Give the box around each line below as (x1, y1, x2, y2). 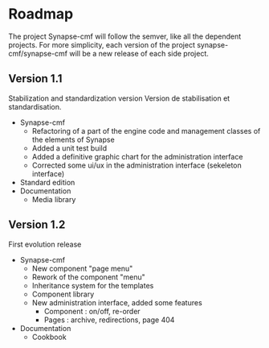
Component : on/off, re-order (43, 306, 141, 316)
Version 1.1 (8, 72, 63, 85)
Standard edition (19, 177, 75, 187)
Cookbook (31, 332, 67, 342)
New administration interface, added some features (31, 297, 202, 307)
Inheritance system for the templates (31, 280, 154, 290)
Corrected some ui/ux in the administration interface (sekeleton (31, 160, 243, 170)
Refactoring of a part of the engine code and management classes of (31, 126, 261, 135)
